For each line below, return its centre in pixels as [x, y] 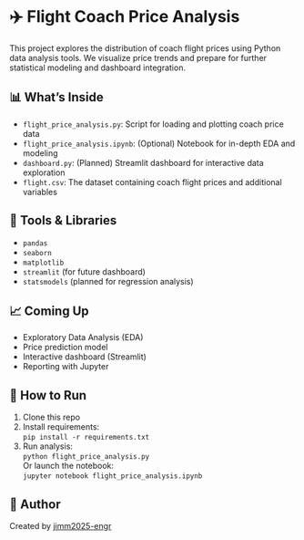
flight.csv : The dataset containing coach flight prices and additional [152, 182]
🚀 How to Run [48, 395]
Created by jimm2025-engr [61, 526]
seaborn [37, 253]
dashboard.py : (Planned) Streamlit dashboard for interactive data [143, 162]
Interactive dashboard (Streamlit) [85, 357]
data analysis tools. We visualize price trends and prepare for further [138, 57]
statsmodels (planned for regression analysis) [108, 281]
